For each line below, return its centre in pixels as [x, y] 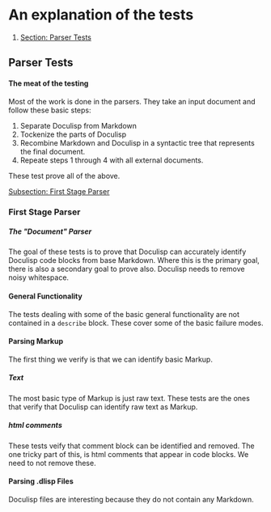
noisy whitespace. [39, 277]
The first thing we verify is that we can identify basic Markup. [110, 359]
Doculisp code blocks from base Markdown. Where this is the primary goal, [134, 260]
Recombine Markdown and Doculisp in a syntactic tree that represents [137, 142]
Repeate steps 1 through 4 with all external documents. [112, 160]
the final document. [53, 151]
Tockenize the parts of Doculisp [73, 134]
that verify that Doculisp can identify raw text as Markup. [103, 407]
